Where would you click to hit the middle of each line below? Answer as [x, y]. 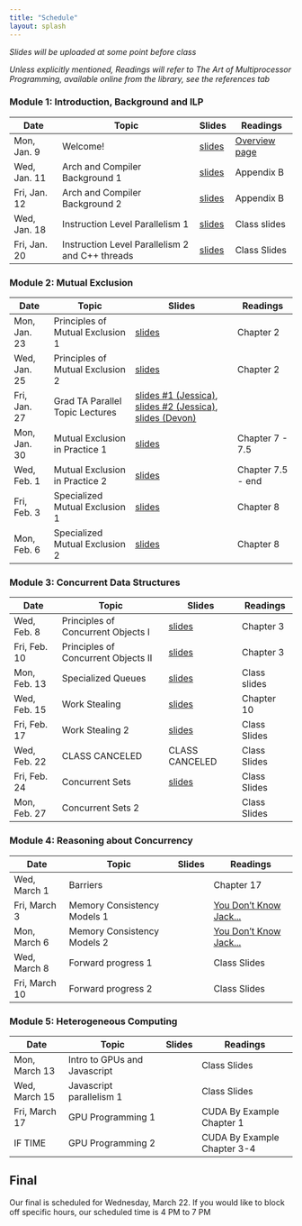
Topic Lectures [85, 413]
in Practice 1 [80, 450]
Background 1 [92, 178]
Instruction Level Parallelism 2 [126, 244]
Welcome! [84, 146]
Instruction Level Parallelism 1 [126, 224]
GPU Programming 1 [112, 1117]
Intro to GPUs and [106, 1059]
